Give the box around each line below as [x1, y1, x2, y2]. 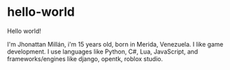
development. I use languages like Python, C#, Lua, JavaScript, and [7, 47, 198, 56]
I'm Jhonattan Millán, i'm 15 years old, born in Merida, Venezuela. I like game [7, 40, 224, 48]
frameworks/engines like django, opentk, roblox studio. [7, 54, 163, 62]
